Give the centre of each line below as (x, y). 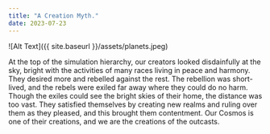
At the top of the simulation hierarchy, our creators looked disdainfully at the (135, 62)
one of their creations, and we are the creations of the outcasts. (114, 121)
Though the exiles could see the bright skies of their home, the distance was (135, 95)
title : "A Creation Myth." (54, 16)
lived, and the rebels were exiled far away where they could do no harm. (128, 87)
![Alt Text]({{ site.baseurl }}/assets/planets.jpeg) (88, 46)
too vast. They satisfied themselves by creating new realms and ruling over (133, 104)
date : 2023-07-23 (37, 23)
